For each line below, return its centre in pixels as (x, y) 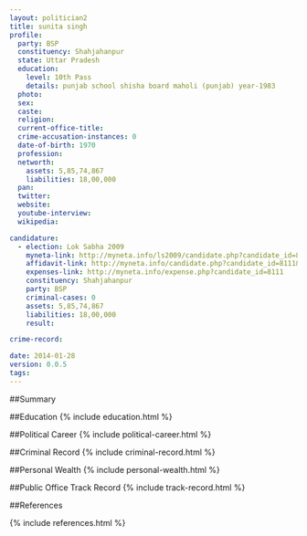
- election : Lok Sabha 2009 (71, 247)
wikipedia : (38, 221)
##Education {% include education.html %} (91, 416)
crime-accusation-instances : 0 (77, 137)
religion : (36, 120)
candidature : (34, 238)
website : (34, 205)
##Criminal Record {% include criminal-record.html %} (113, 452)
